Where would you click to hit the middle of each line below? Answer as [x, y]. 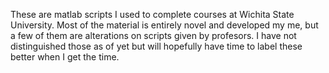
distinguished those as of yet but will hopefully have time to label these [156, 46]
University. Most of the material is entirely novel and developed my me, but [164, 25]
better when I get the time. [65, 57]
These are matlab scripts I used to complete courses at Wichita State [152, 14]
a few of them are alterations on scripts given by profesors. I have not [153, 35]
